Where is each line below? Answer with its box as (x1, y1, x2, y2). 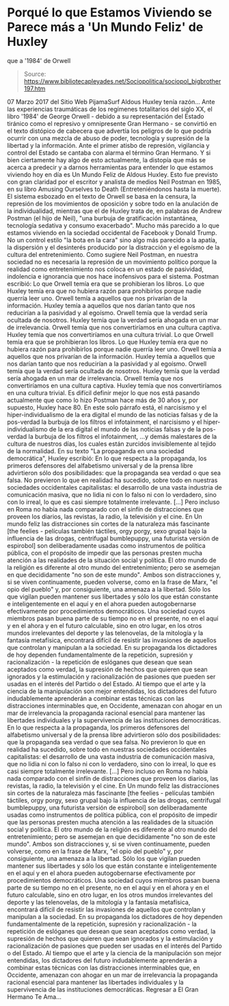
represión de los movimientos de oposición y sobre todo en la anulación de (7, 199, 219, 208)
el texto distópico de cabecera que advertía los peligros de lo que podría (7, 127, 212, 135)
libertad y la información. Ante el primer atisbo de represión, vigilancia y (7, 141, 210, 149)
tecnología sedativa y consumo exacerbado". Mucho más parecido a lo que (7, 221, 220, 229)
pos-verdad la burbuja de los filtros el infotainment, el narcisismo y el (7, 418, 202, 426)
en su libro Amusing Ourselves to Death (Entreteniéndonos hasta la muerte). (7, 185, 221, 193)
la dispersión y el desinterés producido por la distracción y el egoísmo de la (7, 243, 220, 251)
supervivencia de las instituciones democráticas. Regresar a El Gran (7, 985, 199, 994)
